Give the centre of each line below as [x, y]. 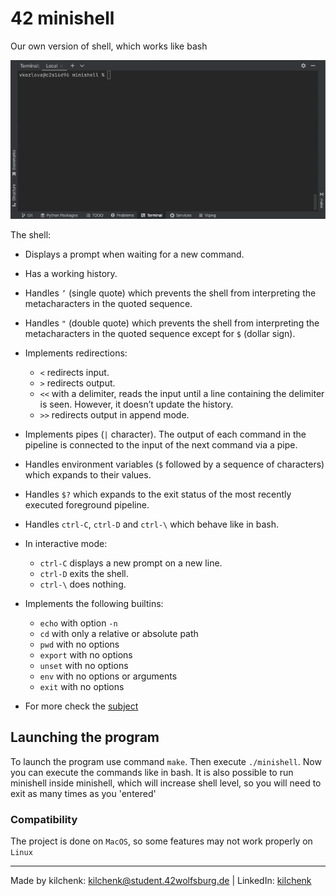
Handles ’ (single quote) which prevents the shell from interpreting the [170, 293]
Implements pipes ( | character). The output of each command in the [165, 434]
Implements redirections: [76, 353]
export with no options [86, 655]
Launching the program [85, 737]
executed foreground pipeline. [87, 505]
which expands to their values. [88, 475]
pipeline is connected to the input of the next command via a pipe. [161, 445]
